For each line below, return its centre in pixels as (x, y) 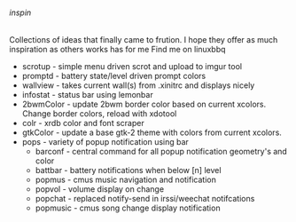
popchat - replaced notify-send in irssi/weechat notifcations (145, 199)
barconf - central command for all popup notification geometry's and (161, 152)
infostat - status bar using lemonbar (87, 95)
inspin (20, 12)
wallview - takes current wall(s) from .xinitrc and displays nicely (138, 85)
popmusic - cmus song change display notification (128, 208)
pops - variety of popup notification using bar (105, 142)
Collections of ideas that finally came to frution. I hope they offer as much (144, 40)
